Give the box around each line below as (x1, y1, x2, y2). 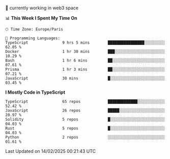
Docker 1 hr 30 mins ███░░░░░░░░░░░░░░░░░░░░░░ (5, 49, 165, 54)
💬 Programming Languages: (5, 36, 60, 41)
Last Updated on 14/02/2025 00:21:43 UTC (5, 148, 96, 154)
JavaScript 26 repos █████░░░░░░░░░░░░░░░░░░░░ (5, 108, 165, 113)
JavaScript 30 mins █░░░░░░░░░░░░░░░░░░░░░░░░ (5, 76, 165, 81)
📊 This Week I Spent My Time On (5, 15, 77, 21)
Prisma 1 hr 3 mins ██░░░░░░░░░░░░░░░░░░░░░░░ (5, 67, 165, 72)
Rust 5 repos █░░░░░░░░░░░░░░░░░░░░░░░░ (5, 126, 165, 131)
